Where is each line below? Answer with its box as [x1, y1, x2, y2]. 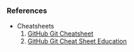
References [6, 6, 48, 16]
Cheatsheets [16, 22, 55, 31]
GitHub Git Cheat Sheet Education [27, 37, 127, 46]
